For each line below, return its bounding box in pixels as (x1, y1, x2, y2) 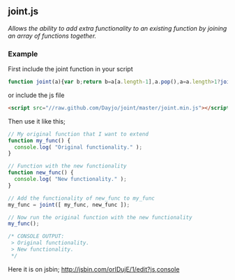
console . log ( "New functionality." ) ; (14, 176, 128, 183)
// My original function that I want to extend (8, 131, 149, 138)
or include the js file (8, 91, 65, 99)
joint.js (8, 6, 39, 17)
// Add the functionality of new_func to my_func (8, 195, 156, 202)
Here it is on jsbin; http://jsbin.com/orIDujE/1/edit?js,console (8, 265, 180, 273)
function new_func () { (8, 169, 74, 177)
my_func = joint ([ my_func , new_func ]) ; (8, 201, 130, 208)
